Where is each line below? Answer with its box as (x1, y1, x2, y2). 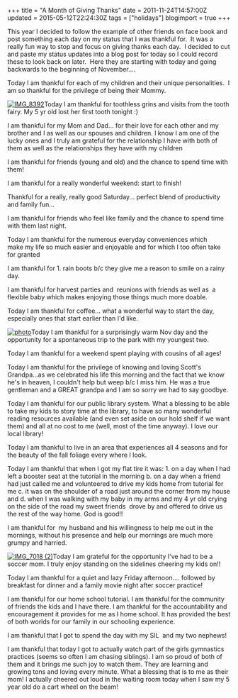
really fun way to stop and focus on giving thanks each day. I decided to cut (7, 43, 230, 50)
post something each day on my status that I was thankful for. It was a (7, 35, 214, 43)
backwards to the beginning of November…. (7, 65, 136, 73)
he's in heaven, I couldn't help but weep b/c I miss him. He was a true (7, 378, 210, 386)
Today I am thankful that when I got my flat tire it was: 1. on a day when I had (7, 465, 231, 472)
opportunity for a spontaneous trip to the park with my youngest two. (7, 336, 209, 343)
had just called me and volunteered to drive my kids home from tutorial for (7, 480, 224, 488)
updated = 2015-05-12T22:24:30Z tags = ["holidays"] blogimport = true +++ (7, 13, 231, 22)
